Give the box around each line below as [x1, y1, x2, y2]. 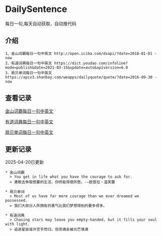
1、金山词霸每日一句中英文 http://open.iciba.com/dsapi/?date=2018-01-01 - [5, 51, 157, 56]
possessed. [5, 198, 28, 203]
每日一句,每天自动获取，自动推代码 [5, 20, 77, 26]
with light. [5, 222, 30, 227]
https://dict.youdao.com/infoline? [54, 61, 128, 66]
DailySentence [5, 3, 67, 15]
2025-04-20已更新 [5, 159, 44, 165]
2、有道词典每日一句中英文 [5, 61, 52, 66]
